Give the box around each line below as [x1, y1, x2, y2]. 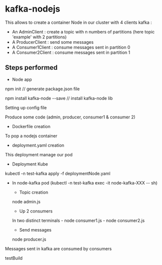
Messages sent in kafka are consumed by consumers [5, 246, 112, 251]
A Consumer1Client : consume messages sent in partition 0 [12, 44, 130, 50]
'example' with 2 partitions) [12, 34, 67, 40]
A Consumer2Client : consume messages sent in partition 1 [12, 50, 130, 55]
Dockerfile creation [12, 123, 51, 129]
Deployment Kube [12, 161, 49, 167]
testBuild [5, 255, 23, 261]
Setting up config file [5, 104, 47, 110]
